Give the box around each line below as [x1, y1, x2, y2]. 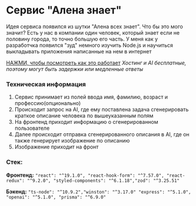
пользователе [14, 124, 50, 132]
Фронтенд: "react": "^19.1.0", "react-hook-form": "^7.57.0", [6, 171, 164, 178]
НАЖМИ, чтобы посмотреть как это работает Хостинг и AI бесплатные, [6, 59, 187, 66]
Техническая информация [6, 80, 86, 88]
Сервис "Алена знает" [6, 4, 122, 17]
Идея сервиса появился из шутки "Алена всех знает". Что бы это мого [6, 23, 183, 30]
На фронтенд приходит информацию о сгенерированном [14, 119, 158, 126]
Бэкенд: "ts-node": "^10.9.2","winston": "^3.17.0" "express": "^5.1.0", [6, 188, 191, 195]
